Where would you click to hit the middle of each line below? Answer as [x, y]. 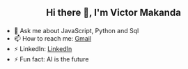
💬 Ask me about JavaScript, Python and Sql [76, 31]
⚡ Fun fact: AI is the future [51, 59]
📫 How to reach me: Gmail [53, 39]
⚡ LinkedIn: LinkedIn [43, 49]
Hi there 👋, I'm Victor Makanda [113, 13]
